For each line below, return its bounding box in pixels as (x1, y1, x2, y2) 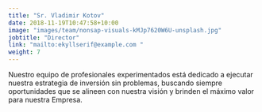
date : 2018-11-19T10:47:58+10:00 (8, 19, 119, 27)
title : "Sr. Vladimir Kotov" (8, 11, 105, 20)
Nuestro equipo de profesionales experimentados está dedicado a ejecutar (8, 70, 254, 79)
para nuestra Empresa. (8, 95, 83, 104)
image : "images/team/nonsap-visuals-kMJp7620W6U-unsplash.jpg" (8, 26, 222, 34)
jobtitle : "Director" (8, 33, 80, 42)
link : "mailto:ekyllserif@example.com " (8, 41, 144, 49)
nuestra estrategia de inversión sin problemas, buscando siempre (8, 78, 222, 88)
